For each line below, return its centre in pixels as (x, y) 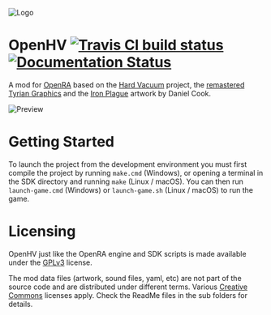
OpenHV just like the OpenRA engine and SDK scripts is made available (127, 253)
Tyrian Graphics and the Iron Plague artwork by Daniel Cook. (110, 93)
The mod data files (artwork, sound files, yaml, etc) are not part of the (125, 278)
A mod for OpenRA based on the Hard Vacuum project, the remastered (127, 84)
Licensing (42, 232)
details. (21, 304)
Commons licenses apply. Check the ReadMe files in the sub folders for (128, 295)
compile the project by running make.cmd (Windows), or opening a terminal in (136, 172)
